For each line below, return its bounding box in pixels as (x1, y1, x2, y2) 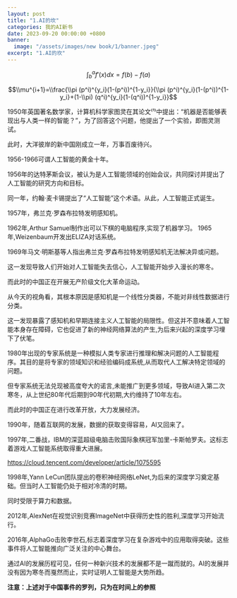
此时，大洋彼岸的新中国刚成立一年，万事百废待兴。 (7, 140, 156, 149)
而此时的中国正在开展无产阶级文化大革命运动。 (7, 278, 143, 286)
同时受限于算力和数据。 (7, 496, 75, 505)
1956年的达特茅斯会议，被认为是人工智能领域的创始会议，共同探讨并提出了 (7, 170, 226, 178)
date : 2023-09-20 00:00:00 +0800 (7, 30, 106, 37)
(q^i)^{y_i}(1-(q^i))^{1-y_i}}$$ (95, 93, 178, 102)
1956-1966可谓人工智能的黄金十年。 (7, 155, 113, 164)
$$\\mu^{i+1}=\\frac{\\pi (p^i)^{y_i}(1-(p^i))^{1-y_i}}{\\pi (8, 85, 166, 94)
